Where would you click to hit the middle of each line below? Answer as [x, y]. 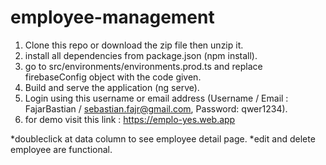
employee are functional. [61, 149]
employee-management [112, 17]
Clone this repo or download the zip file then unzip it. [134, 45]
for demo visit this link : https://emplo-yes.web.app [130, 119]
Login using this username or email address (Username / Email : [156, 98]
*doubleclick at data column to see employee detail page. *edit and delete [163, 138]
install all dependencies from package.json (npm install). [141, 55]
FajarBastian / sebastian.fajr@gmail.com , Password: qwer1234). [156, 108]
